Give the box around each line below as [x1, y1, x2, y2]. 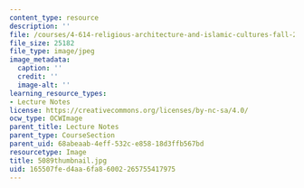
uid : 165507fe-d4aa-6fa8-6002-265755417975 [9, 164, 176, 174]
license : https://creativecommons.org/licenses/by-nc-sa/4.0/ [9, 106, 249, 115]
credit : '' [17, 72, 59, 81]
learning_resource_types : [9, 89, 107, 98]
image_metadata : [9, 55, 71, 64]
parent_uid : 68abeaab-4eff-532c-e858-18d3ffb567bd [9, 139, 204, 148]
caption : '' [17, 64, 63, 73]
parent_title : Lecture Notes [9, 123, 119, 132]
